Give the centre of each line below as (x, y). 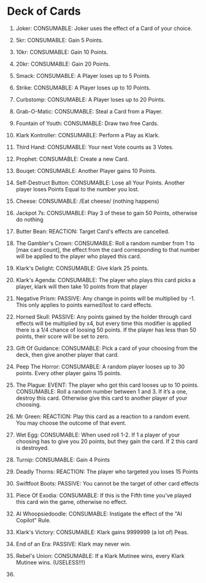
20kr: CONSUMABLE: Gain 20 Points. (63, 64)
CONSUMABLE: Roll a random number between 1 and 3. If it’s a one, (101, 391)
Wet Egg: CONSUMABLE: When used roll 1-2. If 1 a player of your (98, 435)
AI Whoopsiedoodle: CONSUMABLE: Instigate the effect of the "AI (99, 514)
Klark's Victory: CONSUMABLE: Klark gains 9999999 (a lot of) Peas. (102, 532)
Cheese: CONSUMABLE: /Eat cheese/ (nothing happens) (87, 201)
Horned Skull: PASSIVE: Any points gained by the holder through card (104, 316)
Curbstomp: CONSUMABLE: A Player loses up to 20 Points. (90, 99)
